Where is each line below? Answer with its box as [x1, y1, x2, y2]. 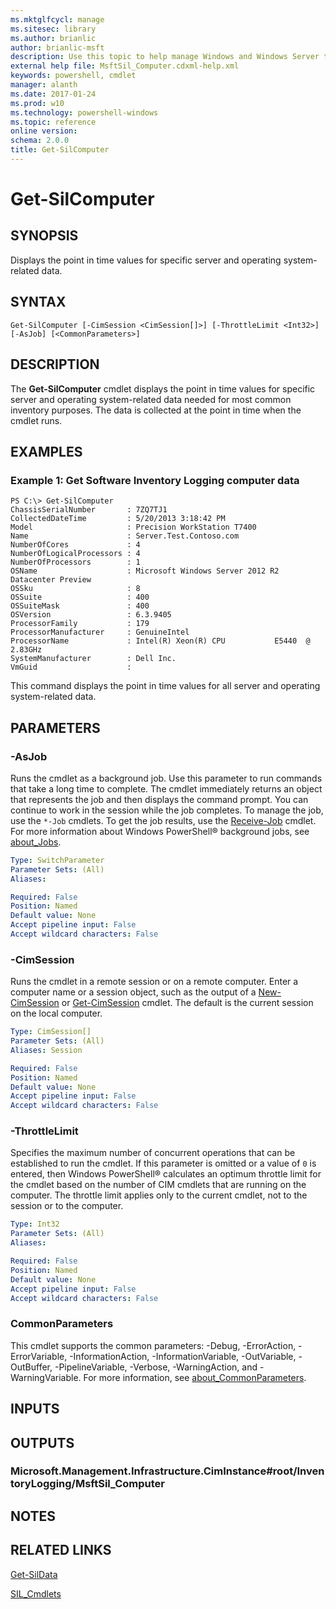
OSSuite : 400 [10, 592, 150, 603]
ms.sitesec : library [10, 24, 97, 34]
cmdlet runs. [10, 414, 63, 426]
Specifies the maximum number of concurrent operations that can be [10, 1147, 296, 1159]
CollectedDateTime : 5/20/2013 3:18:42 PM [10, 514, 226, 524]
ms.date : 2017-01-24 [10, 89, 97, 99]
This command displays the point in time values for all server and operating [10, 680, 321, 692]
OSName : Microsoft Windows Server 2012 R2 [10, 566, 280, 576]
